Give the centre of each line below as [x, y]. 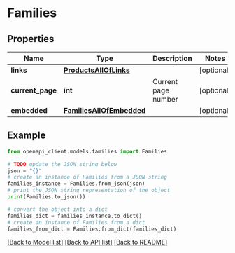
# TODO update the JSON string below [62, 164]
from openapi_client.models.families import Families [87, 151]
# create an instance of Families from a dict [76, 222]
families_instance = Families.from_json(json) [76, 184]
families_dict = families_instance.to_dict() [74, 216]
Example [27, 136]
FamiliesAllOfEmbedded [105, 110]
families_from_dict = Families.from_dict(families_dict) [92, 229]
